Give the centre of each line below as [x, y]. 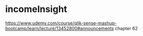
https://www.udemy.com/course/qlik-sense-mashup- [61, 23]
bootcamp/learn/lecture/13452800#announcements [60, 28]
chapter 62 [126, 28]
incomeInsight [36, 9]
